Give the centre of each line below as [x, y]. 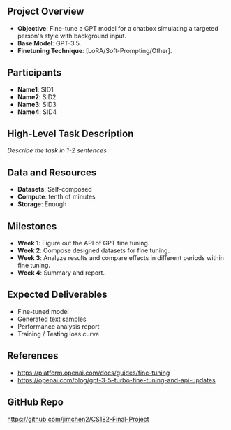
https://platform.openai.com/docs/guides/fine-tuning [94, 373]
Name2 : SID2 [37, 96]
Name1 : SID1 [35, 89]
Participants [34, 73]
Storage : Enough [42, 204]
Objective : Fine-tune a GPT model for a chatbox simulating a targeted [118, 28]
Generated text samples [52, 319]
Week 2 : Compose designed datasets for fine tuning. [93, 250]
